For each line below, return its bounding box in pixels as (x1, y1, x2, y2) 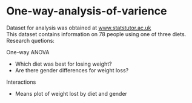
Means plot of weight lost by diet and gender (15, 90, 127, 97)
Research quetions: (6, 37, 55, 44)
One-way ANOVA (6, 48, 50, 55)
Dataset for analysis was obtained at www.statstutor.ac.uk (6, 24, 151, 31)
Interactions (6, 78, 36, 86)
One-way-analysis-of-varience (6, 4, 167, 18)
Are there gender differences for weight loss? (15, 66, 129, 73)
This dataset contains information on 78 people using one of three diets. (6, 30, 187, 37)
